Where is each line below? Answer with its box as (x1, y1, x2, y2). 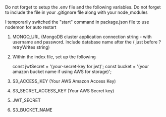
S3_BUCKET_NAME (12, 107, 53, 113)
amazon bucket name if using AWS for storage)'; (12, 69, 112, 75)
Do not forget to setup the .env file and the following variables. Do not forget (5, 4, 161, 10)
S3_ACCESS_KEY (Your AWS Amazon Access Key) (12, 78, 116, 84)
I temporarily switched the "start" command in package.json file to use (5, 19, 150, 25)
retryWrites (12, 44, 36, 50)
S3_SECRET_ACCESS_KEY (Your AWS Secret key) (12, 88, 114, 93)
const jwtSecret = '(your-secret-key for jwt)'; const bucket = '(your (12, 64, 149, 69)
